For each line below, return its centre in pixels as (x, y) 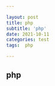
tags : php (20, 45)
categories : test (28, 40)
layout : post (22, 17)
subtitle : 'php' (26, 28)
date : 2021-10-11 (28, 34)
